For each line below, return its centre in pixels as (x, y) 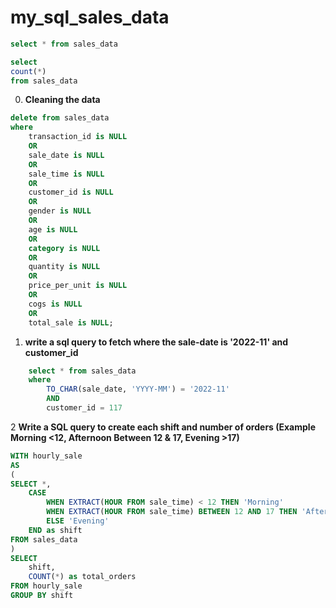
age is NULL (53, 229)
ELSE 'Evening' (78, 521)
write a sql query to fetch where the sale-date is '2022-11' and (156, 342)
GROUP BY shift (42, 596)
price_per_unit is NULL (78, 286)
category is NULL (64, 248)
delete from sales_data (60, 118)
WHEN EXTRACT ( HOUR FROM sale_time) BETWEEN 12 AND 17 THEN (172, 512)
